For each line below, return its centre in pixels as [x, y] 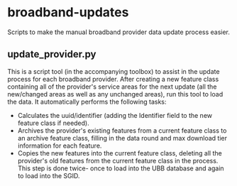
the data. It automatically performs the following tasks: [87, 102]
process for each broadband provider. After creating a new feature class [113, 79]
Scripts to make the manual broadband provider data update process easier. [119, 32]
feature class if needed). [54, 123]
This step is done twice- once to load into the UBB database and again [121, 168]
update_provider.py [52, 54]
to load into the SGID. [49, 175]
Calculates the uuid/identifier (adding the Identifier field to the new [115, 115]
